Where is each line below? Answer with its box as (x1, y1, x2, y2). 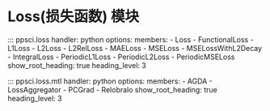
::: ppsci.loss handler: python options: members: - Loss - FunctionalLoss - (7, 34, 254, 45)
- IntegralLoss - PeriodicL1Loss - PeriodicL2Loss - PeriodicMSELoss (7, 52, 235, 62)
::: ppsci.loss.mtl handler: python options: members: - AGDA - (7, 76, 213, 86)
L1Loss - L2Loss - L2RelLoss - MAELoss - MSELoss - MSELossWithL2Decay (7, 43, 263, 53)
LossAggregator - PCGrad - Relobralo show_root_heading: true (7, 84, 217, 94)
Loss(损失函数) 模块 (7, 7, 140, 26)
